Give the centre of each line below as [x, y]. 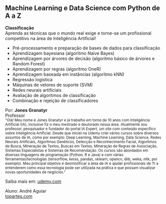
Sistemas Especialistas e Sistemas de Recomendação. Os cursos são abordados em [77, 151]
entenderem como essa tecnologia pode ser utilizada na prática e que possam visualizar [80, 168]
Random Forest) [29, 63]
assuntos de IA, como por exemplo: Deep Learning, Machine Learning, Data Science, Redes [83, 137]
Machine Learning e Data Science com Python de [83, 8]
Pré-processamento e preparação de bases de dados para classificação [86, 48]
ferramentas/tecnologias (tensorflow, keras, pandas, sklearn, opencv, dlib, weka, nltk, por [81, 159]
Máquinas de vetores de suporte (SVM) [53, 85]
